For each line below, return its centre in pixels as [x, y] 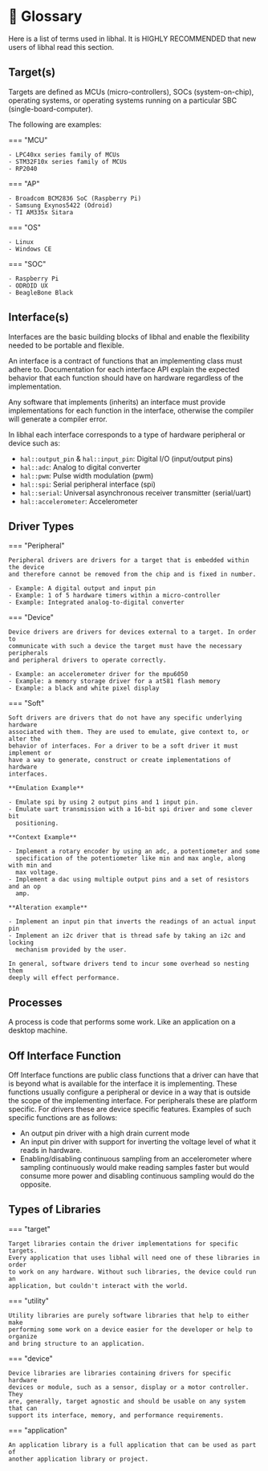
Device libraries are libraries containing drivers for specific [120, 1373]
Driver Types [41, 526]
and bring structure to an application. [77, 1343]
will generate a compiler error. [58, 419]
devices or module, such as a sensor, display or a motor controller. [129, 1387]
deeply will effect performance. [64, 978]
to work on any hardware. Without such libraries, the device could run [132, 1272]
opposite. [36, 1184]
